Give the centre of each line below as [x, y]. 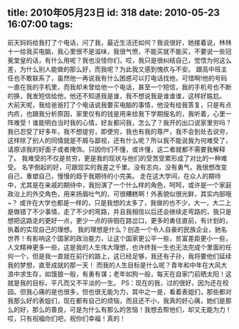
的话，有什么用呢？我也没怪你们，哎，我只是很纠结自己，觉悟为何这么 [129, 60]
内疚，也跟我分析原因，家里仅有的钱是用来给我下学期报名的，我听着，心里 [116, 113]
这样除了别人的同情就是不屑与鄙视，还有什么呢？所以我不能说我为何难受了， [119, 140]
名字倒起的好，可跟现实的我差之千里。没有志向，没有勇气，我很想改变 [124, 167]
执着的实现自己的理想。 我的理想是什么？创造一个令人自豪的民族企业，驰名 [117, 229]
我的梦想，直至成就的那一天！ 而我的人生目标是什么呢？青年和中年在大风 [114, 265]
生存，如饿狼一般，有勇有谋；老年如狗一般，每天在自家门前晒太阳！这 [129, 273]
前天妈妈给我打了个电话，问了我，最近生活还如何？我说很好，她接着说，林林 [119, 42]
